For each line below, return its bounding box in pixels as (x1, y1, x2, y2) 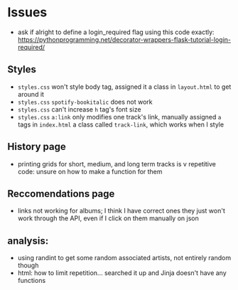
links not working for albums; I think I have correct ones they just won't (17, 207, 225, 215)
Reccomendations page (7, 188, 115, 200)
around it (17, 90, 45, 98)
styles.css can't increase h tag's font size (17, 104, 141, 114)
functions (17, 276, 46, 285)
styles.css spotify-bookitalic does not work (17, 97, 153, 106)
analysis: (7, 235, 49, 247)
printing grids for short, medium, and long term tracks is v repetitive (17, 159, 217, 168)
